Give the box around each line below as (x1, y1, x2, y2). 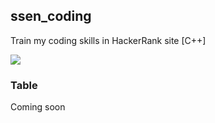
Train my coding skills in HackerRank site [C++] (10, 34, 207, 46)
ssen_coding (10, 8, 92, 25)
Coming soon (10, 101, 66, 113)
